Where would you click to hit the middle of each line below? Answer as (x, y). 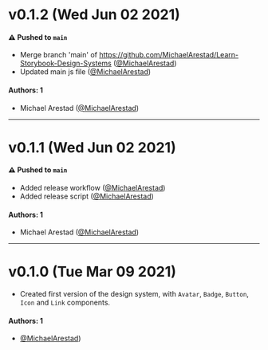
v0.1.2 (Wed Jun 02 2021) (95, 15)
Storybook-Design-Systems (65, 63)
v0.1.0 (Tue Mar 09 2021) (93, 272)
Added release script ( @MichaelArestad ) (87, 196)
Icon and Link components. (65, 303)
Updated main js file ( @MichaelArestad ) (85, 72)
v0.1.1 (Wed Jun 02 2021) (93, 147)
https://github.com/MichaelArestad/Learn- (169, 55)
